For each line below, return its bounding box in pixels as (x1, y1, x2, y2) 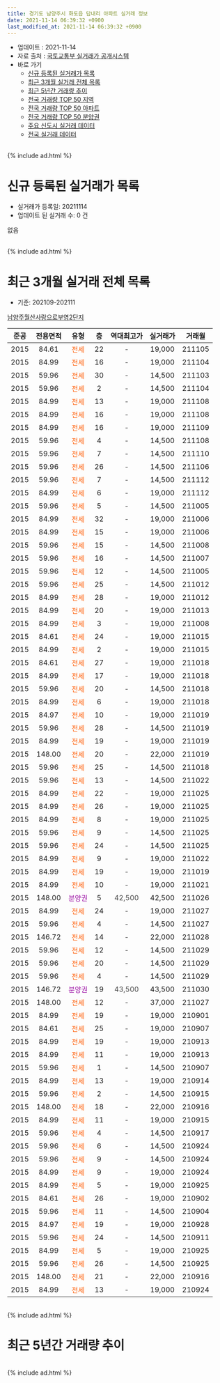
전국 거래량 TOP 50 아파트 (27, 104, 100, 112)
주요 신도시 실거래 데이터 (27, 121, 95, 130)
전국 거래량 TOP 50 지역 (27, 95, 94, 104)
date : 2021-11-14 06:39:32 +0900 (7, 17, 104, 24)
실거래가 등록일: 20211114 (17, 203, 88, 211)
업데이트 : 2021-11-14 (17, 43, 77, 52)
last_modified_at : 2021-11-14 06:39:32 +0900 (7, 23, 141, 30)
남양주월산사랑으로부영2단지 (7, 313, 84, 321)
